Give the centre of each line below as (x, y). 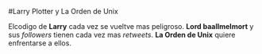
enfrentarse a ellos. (40, 43)
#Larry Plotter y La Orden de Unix (64, 11)
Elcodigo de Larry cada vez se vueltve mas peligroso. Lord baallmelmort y (131, 26)
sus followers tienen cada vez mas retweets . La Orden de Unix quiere (122, 35)
